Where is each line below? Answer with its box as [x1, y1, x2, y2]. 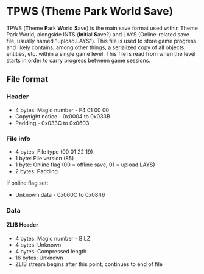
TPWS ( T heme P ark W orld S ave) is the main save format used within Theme [6, 24, 198, 32]
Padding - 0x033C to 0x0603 [15, 119, 90, 126]
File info [6, 134, 30, 143]
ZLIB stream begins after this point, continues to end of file [15, 261, 163, 268]
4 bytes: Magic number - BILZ [15, 235, 91, 242]
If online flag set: [6, 179, 49, 187]
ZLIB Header [6, 221, 38, 228]
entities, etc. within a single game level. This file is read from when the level [6, 50, 196, 57]
